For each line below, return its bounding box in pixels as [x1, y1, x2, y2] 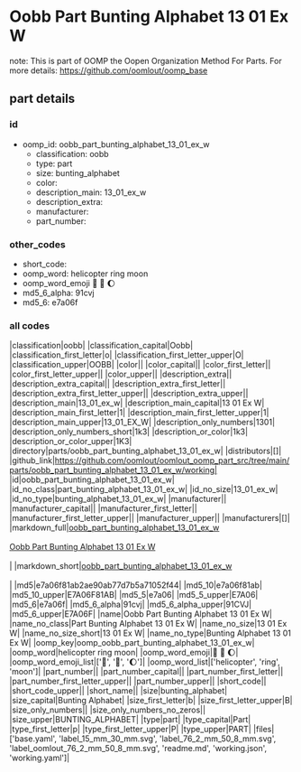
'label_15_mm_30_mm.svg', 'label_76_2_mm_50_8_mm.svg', [58, 733, 277, 744]
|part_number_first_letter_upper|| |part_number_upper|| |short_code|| [9, 675, 268, 687]
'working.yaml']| [9, 752, 70, 764]
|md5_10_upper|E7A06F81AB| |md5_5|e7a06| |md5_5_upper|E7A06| [9, 590, 259, 600]
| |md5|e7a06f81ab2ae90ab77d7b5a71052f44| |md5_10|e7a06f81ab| [9, 580, 263, 591]
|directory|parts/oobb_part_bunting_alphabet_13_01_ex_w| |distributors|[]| [9, 445, 282, 457]
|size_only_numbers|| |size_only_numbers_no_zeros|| [9, 704, 205, 715]
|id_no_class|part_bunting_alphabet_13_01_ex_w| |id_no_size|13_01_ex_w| [9, 484, 278, 495]
